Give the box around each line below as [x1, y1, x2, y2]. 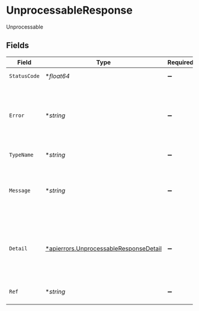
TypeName [9, 151, 34, 158]
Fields [6, 40, 30, 51]
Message [9, 187, 31, 194]
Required [167, 58, 194, 66]
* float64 [45, 72, 70, 80]
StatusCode [9, 73, 40, 79]
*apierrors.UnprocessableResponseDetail [45, 244, 162, 253]
